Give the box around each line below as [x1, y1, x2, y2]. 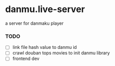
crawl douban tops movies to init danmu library [12, 50, 110, 56]
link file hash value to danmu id [12, 44, 77, 50]
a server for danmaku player [5, 20, 64, 26]
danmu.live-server [5, 4, 85, 15]
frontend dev [12, 55, 40, 61]
